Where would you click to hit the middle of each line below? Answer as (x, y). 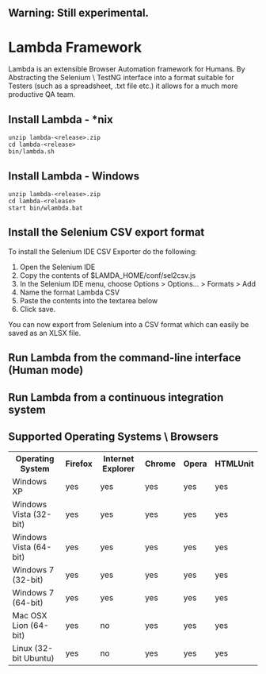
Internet (119, 459)
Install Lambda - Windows (74, 176)
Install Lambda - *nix (61, 119)
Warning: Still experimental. (78, 13)
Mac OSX (30, 616)
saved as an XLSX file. (45, 333)
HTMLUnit (234, 464)
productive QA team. (42, 94)
